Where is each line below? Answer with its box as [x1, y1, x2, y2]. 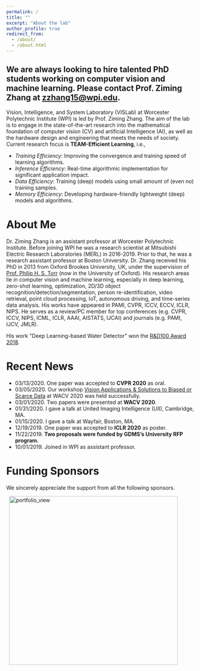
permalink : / [6, 8, 39, 15]
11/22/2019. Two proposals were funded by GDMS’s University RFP [14, 430, 184, 438]
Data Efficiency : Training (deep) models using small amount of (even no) [14, 178, 194, 185]
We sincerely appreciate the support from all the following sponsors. [6, 484, 175, 491]
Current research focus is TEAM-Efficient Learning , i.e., [6, 140, 146, 148]
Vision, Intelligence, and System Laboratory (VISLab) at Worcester [6, 109, 169, 116]
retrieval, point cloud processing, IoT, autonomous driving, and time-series [6, 295, 190, 302]
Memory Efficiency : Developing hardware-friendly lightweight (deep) [14, 190, 185, 197]
